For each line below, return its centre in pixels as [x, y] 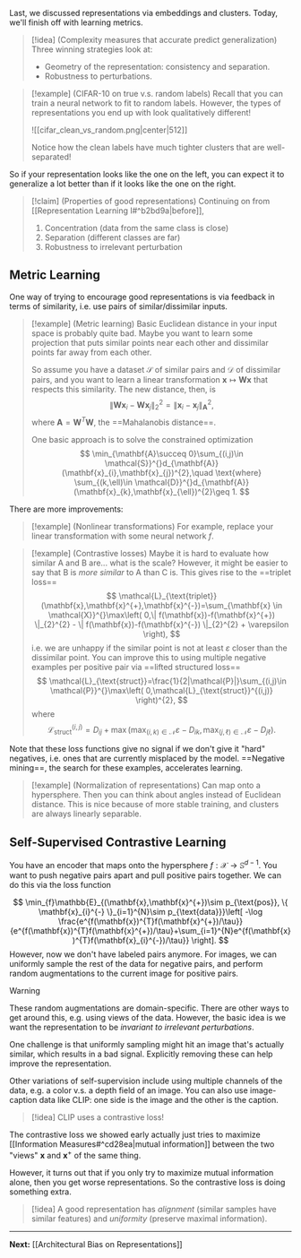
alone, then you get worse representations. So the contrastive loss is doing [147, 1182]
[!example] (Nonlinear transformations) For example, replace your [152, 526]
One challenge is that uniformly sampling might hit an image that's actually [147, 1044]
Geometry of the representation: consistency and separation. [157, 67]
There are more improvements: [66, 509]
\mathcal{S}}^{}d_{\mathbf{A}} [162, 463]
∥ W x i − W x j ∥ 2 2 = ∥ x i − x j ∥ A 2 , [161, 405]
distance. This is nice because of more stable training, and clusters [155, 805]
